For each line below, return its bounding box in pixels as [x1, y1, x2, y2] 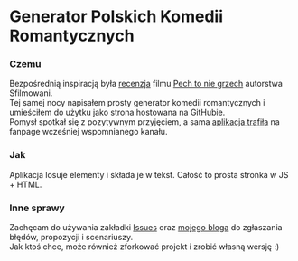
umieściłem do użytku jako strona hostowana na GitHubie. [9, 107, 226, 118]
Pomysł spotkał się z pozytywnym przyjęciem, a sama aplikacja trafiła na [9, 117, 280, 127]
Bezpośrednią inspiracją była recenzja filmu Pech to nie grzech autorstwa [9, 79, 283, 89]
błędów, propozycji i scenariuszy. [9, 232, 134, 243]
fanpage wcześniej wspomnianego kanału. [9, 126, 168, 137]
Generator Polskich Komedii [9, 6, 224, 27]
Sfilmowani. [9, 88, 53, 98]
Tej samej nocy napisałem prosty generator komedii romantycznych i [9, 98, 265, 108]
